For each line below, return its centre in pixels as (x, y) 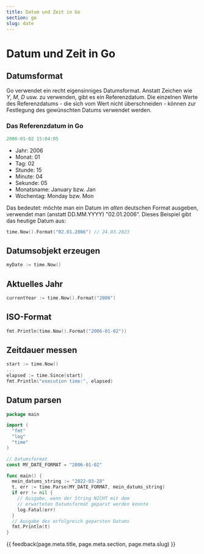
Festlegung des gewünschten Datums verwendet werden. (79, 110)
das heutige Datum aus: (36, 221)
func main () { (24, 476)
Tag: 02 (25, 163)
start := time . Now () (33, 364)
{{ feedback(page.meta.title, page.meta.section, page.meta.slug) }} (91, 544)
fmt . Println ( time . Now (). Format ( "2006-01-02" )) (67, 331)
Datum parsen (34, 400)
